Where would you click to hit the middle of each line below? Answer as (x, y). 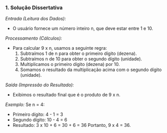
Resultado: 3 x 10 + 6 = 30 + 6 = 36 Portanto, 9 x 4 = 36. (72, 125)
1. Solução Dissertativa (34, 8)
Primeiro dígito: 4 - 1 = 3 (38, 114)
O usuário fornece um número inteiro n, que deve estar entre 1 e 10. (83, 28)
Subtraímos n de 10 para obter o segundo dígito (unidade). (81, 59)
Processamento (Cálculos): (34, 38)
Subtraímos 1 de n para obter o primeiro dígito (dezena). (78, 54)
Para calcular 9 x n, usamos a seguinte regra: (60, 48)
